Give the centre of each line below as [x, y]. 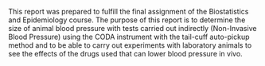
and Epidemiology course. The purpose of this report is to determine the [127, 20]
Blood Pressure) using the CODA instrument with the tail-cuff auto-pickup [129, 37]
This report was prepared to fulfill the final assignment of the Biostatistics [129, 12]
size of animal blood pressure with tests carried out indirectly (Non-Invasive [132, 28]
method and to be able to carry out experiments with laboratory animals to [130, 45]
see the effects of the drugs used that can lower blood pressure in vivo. [125, 54]
